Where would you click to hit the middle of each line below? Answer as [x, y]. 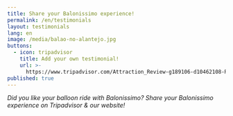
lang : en [20, 33]
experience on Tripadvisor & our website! [66, 106]
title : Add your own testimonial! [69, 59]
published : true [31, 78]
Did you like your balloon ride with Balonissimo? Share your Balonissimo [110, 98]
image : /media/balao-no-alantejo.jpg [62, 40]
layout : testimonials [38, 26]
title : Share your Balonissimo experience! [71, 14]
